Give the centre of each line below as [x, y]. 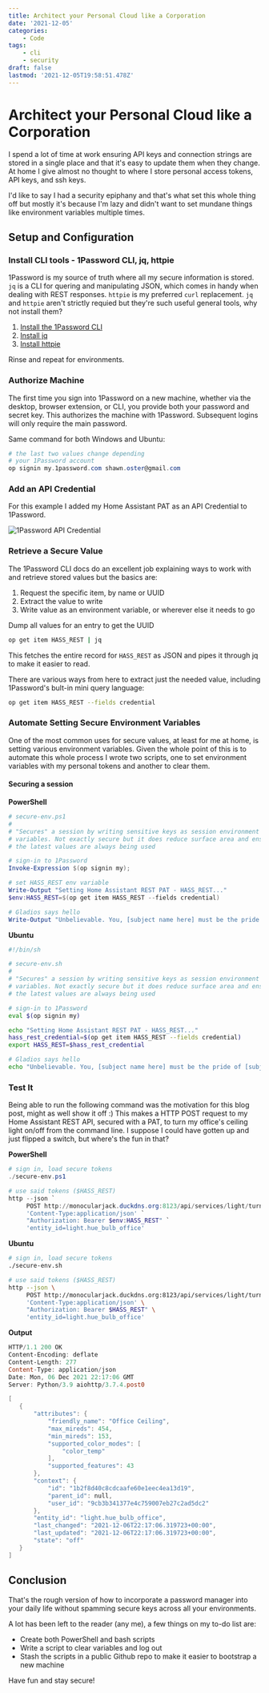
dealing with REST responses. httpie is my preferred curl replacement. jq [131, 295]
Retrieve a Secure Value [56, 551]
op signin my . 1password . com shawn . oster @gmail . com [94, 468]
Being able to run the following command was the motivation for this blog [129, 1105]
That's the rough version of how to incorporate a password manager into [128, 1599]
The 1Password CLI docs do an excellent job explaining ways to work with [130, 569]
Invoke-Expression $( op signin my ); [69, 869]
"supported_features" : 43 [91, 1466]
